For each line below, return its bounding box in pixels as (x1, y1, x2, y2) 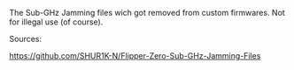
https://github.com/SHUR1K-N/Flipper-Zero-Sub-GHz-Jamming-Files (9, 51, 261, 60)
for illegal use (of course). (9, 17, 104, 27)
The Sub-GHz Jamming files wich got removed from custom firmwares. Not (9, 8, 285, 17)
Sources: (9, 34, 43, 44)
